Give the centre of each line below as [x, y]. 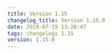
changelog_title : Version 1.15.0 [56, 20]
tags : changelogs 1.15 [41, 33]
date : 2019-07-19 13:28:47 [47, 27]
